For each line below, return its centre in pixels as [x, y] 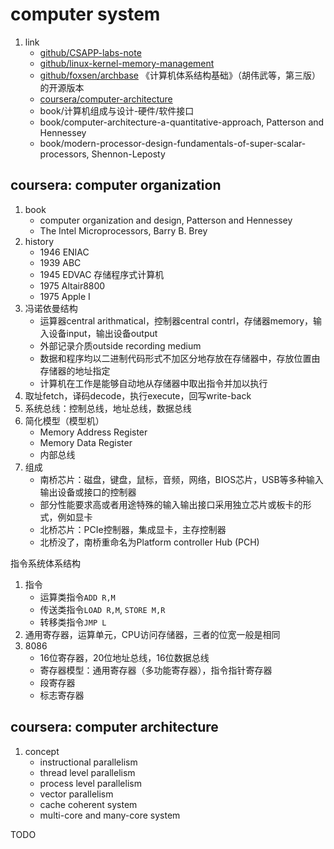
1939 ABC [60, 262]
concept [42, 751]
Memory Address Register [93, 432]
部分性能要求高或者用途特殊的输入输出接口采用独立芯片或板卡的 [171, 504]
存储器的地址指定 [75, 370]
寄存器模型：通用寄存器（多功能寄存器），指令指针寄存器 [156, 670]
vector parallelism [76, 794]
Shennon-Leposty [128, 154]
